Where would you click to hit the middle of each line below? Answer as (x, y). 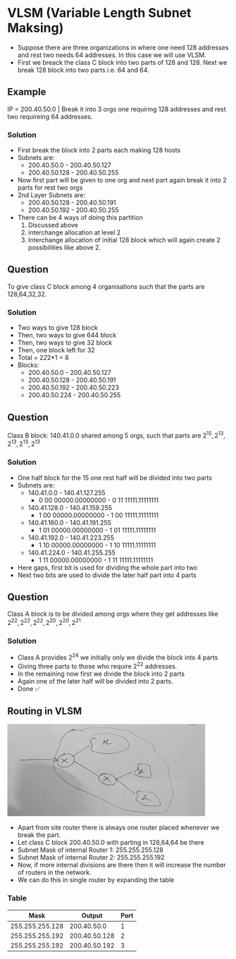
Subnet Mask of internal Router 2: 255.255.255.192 (91, 858)
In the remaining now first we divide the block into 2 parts (101, 674)
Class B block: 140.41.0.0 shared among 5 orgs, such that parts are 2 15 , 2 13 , (116, 435)
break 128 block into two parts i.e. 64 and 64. (83, 70)
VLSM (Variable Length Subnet (99, 13)
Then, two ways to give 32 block (65, 342)
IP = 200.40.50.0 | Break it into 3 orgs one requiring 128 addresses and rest (117, 109)
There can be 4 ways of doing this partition (80, 218)
